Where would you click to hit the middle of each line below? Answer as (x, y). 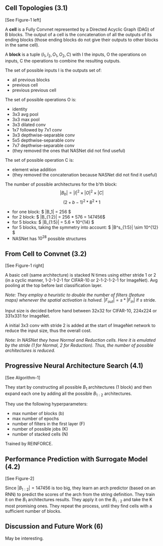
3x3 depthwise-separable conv (44, 135)
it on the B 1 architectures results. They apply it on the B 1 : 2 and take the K (79, 500)
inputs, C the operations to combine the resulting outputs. (63, 61)
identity (20, 109)
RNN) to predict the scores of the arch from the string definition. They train (80, 494)
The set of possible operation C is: (40, 160)
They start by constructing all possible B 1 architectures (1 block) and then (78, 387)
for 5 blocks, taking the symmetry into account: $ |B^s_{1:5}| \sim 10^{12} (85, 227)
